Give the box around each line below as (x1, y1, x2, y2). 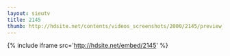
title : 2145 (7, 16, 41, 23)
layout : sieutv (7, 10, 51, 17)
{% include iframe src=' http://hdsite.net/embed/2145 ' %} (7, 42, 169, 50)
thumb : (7, 23, 26, 29)
